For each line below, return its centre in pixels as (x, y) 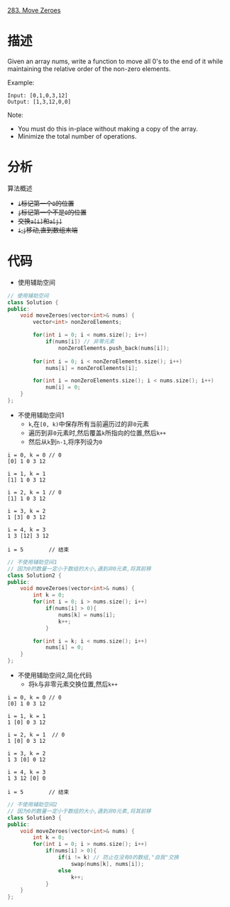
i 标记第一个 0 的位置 (46, 203)
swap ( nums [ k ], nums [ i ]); (107, 864)
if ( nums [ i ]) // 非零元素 (80, 342)
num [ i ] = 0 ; (63, 387)
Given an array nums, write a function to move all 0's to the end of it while (115, 61)
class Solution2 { (34, 575)
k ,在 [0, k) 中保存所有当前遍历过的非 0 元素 (88, 424)
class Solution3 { (34, 818)
